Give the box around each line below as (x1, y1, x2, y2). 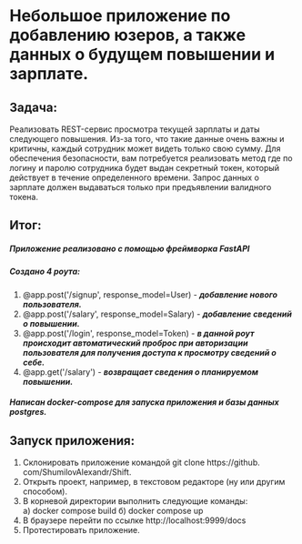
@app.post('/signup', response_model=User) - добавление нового (22, 288, 278, 300)
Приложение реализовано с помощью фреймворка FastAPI (9, 243, 250, 254)
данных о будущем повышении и (9, 45, 276, 65)
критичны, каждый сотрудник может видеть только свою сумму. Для (9, 143, 281, 154)
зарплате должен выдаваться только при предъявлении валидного (9, 182, 272, 192)
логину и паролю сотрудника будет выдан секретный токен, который (9, 163, 280, 173)
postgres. (9, 407, 47, 418)
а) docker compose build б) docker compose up (22, 506, 204, 517)
